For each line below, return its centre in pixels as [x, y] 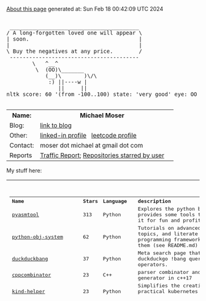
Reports [21, 155]
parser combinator [163, 272]
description [154, 201]
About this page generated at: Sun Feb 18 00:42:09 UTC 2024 [85, 9]
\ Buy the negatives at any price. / [74, 51]
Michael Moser [102, 115]
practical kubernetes [168, 291]
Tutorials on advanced [169, 228]
